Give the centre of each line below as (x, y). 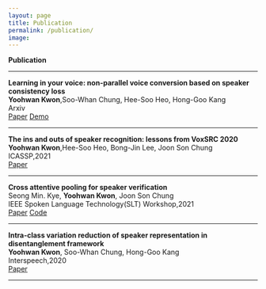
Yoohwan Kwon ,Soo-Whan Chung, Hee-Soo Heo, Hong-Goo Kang (117, 100)
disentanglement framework (56, 244)
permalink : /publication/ (51, 30)
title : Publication (40, 23)
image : (19, 38)
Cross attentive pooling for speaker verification (88, 188)
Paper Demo (28, 116)
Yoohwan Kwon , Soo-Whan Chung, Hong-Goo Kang (94, 252)
